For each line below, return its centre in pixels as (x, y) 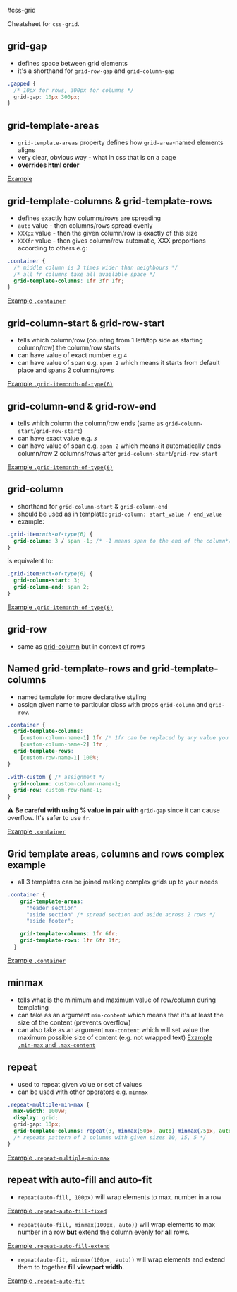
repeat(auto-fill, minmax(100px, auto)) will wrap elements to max (116, 1224)
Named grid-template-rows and (79, 669)
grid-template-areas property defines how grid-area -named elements (120, 143)
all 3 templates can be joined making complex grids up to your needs (118, 882)
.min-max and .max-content (56, 1045)
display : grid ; (36, 1118)
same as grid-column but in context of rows (81, 646)
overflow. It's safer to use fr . (49, 818)
